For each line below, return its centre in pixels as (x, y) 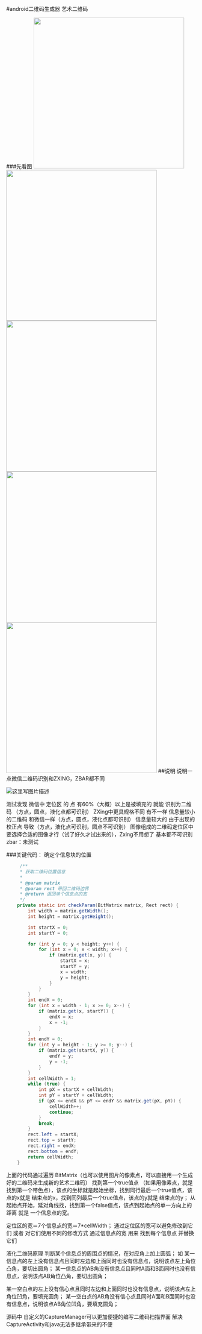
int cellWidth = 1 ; (52, 1078)
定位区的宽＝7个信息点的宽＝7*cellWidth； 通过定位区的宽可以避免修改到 (97, 1225)
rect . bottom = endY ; (54, 1151)
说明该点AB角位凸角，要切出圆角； (65, 1276)
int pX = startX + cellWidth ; (76, 1090)
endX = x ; (61, 1017)
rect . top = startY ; (52, 1140)
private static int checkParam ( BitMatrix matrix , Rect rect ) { (98, 906)
